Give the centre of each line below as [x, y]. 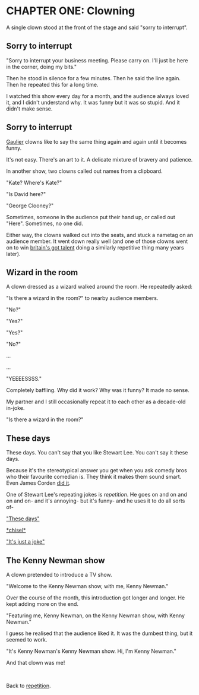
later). [13, 254]
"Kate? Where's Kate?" [34, 182]
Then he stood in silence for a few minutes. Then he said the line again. [94, 78]
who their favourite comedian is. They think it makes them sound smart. [94, 477]
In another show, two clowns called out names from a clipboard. [84, 171]
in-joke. [15, 408]
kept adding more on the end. [42, 604]
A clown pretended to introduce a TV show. [59, 575]
